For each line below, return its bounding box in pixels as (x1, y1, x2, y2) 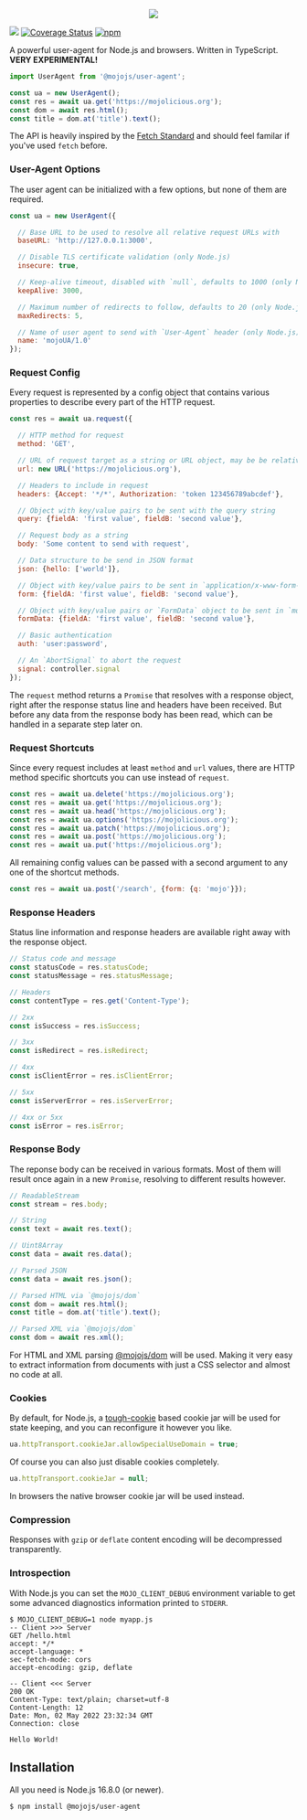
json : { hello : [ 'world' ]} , (17, 564, 121, 573)
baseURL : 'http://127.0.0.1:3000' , (17, 236, 153, 246)
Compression (9, 1514, 71, 1527)
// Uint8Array (9, 1241, 64, 1251)
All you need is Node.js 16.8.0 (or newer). (9, 1783, 164, 1795)
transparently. (9, 1544, 62, 1555)
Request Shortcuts (9, 741, 95, 754)
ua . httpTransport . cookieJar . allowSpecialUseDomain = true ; (9, 1440, 239, 1449)
